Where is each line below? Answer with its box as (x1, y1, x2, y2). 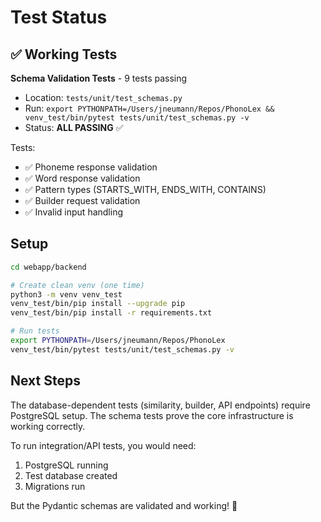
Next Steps (10, 372, 81, 390)
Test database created (24, 469, 118, 481)
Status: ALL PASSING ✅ (24, 122, 124, 133)
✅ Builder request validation (24, 195, 141, 206)
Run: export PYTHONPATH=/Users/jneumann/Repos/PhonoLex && (24, 102, 275, 114)
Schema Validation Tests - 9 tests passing (10, 72, 188, 84)
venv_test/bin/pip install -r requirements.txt (10, 308, 213, 318)
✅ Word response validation (24, 172, 141, 184)
